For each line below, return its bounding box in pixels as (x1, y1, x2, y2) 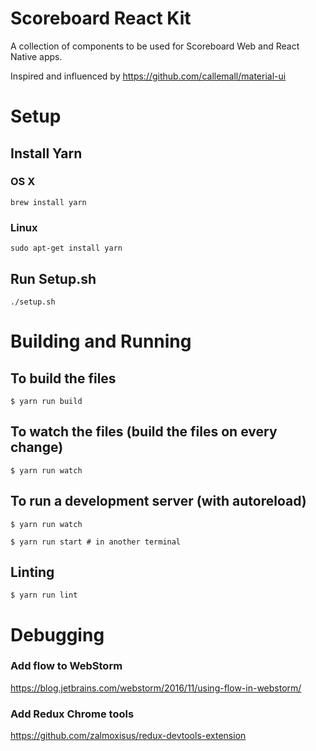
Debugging (10, 623, 105, 646)
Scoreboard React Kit (10, 7, 192, 30)
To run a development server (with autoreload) (10, 493, 307, 510)
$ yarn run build (10, 396, 83, 406)
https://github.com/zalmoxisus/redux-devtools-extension (10, 730, 247, 742)
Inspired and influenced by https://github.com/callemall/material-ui (10, 70, 287, 82)
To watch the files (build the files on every (10, 423, 278, 441)
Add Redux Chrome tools (10, 707, 135, 721)
